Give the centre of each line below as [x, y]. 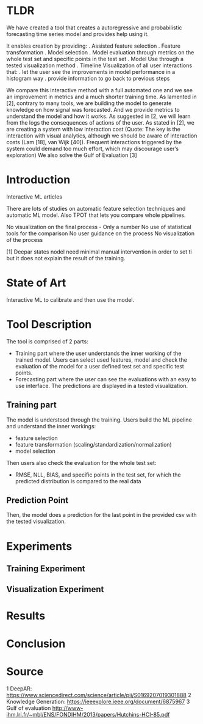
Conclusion [36, 644]
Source [25, 671]
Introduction [38, 180]
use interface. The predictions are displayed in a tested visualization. [101, 386]
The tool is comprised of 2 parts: [47, 341]
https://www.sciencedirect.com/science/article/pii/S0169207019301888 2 [99, 695]
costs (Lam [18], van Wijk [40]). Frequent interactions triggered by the [94, 142]
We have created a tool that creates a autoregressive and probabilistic [94, 27]
